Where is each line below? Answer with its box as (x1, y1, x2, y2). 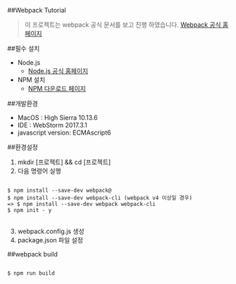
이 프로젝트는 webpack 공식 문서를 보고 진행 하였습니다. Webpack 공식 (24, 20, 221, 29)
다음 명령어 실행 (17, 167, 61, 175)
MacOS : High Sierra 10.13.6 (17, 113, 98, 122)
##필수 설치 (7, 44, 40, 52)
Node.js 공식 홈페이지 (27, 67, 89, 75)
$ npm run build (7, 270, 55, 277)
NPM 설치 (17, 75, 46, 84)
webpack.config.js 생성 (17, 227, 85, 235)
